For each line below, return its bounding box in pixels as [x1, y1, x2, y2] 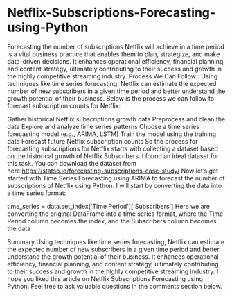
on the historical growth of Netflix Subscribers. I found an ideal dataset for [7, 151, 219, 160]
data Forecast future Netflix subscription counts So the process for [7, 137, 198, 145]
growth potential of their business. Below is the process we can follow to [7, 94, 215, 102]
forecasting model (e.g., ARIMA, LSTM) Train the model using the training [7, 130, 217, 138]
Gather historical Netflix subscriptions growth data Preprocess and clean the [7, 114, 226, 123]
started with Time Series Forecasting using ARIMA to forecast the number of [7, 173, 225, 182]
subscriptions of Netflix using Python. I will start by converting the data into [7, 181, 222, 189]
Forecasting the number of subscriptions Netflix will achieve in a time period [7, 42, 225, 51]
